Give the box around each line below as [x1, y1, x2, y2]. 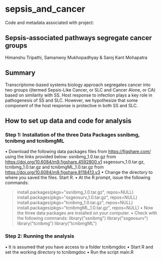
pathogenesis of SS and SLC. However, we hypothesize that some [5, 97, 138, 103]
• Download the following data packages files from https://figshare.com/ [5, 148, 151, 155]
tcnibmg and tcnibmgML [5, 137, 64, 144]
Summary [5, 69, 36, 77]
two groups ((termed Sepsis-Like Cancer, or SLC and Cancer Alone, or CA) [5, 87, 156, 93]
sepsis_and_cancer [5, 3, 85, 15]
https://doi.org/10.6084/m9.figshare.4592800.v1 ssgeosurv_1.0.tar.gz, [5, 159, 145, 165]
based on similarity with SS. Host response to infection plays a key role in [5, 92, 153, 98]
